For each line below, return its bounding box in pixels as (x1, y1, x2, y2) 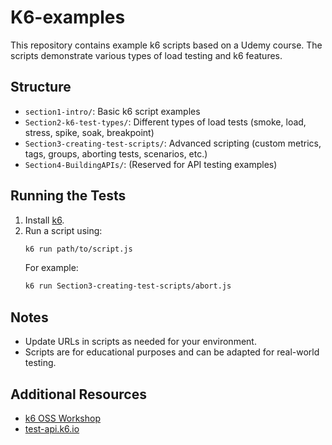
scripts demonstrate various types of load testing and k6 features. (10, 49, 283, 61)
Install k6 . (24, 214, 65, 226)
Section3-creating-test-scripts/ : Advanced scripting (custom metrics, (24, 137, 322, 149)
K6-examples (10, 6, 126, 29)
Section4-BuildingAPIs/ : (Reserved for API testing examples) (24, 158, 278, 170)
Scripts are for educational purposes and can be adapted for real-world (24, 346, 320, 358)
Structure (10, 79, 72, 96)
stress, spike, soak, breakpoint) (24, 126, 155, 138)
